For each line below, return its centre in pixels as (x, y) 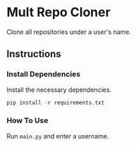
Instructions (34, 54)
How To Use (27, 121)
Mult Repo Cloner (58, 12)
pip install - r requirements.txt (56, 102)
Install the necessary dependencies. (59, 90)
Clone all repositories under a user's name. (69, 32)
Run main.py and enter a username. (58, 136)
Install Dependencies (44, 74)
